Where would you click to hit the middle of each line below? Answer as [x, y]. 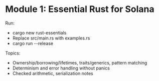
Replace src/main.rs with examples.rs [51, 38]
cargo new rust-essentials [39, 32]
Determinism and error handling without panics [61, 68]
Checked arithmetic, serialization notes [53, 73]
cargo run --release [33, 43]
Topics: [13, 53]
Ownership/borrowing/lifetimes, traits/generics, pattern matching [80, 62]
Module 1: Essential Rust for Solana [80, 9]
